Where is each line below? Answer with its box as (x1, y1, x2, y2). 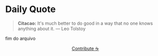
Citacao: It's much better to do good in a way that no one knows (17, 20, 153, 26)
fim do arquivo (5, 35, 36, 41)
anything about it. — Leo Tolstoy (17, 25, 86, 31)
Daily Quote (5, 4, 56, 15)
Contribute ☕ (72, 45, 99, 51)
